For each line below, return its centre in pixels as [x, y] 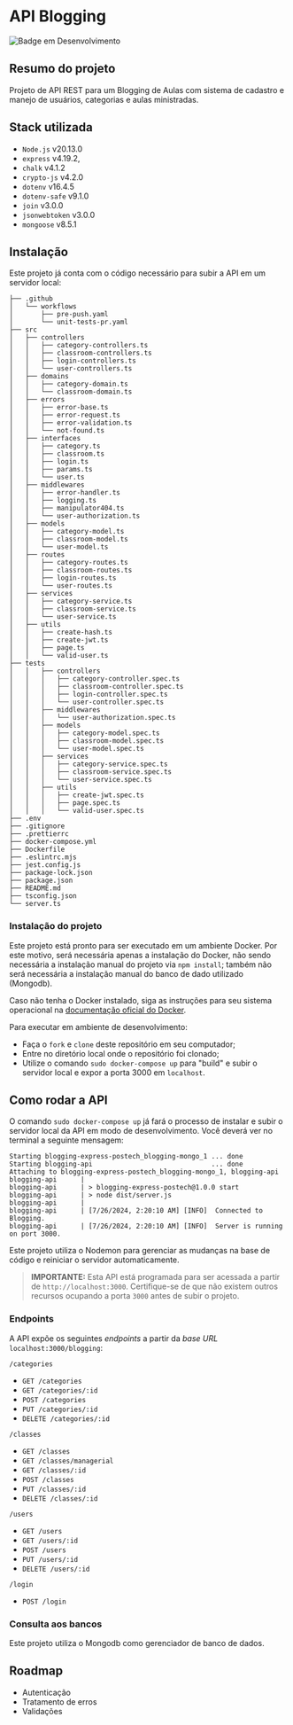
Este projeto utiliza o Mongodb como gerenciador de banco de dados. [137, 1643]
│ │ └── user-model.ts [59, 547]
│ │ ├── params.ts [51, 470]
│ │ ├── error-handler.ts [65, 493]
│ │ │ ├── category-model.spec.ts [85, 733]
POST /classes [48, 1479]
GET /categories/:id [60, 1390]
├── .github [31, 299]
